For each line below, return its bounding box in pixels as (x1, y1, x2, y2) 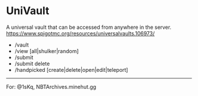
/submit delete (14, 60, 50, 67)
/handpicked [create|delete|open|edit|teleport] (14, 66, 128, 73)
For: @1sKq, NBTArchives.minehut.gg (6, 83, 97, 90)
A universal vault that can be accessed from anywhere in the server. (6, 24, 172, 31)
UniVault (6, 4, 49, 18)
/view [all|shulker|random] (14, 47, 79, 54)
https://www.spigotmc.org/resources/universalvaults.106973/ (6, 29, 155, 37)
